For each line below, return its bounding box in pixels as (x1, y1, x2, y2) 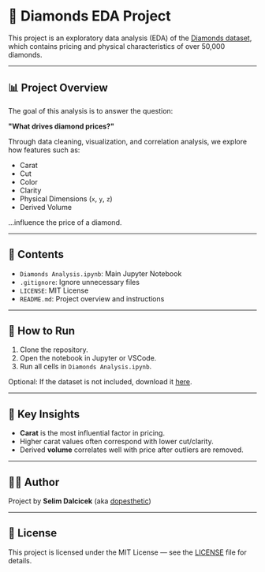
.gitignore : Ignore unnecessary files (19, 277, 140, 286)
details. (8, 555, 32, 565)
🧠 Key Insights (8, 407, 80, 421)
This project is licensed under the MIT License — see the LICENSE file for (8, 548, 247, 557)
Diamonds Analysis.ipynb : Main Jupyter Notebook (19, 268, 182, 279)
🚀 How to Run (8, 323, 76, 338)
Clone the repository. (19, 345, 88, 354)
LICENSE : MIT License (19, 286, 89, 295)
